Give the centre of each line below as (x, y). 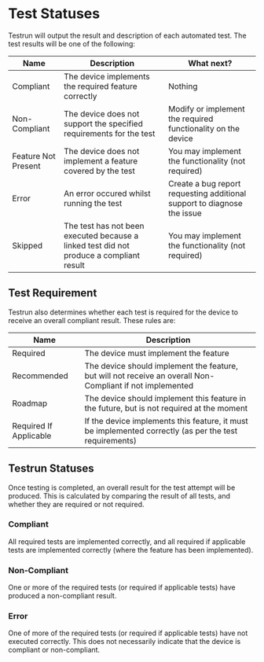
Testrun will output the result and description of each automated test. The (127, 35)
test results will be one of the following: (72, 43)
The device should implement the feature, (161, 366)
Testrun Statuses (51, 469)
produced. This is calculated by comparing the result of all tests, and (119, 495)
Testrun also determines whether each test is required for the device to (123, 312)
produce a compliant (102, 255)
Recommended (40, 376)
